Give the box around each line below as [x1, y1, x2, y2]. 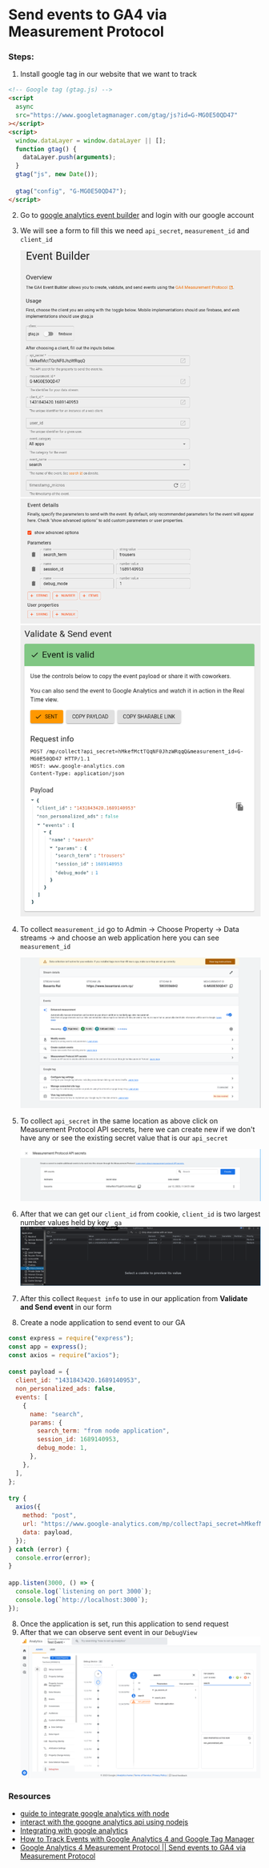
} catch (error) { [8, 1545, 70, 1553]
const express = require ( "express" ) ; [8, 1334, 134, 1342]
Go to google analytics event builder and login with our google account [19, 210, 255, 219]
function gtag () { [15, 145, 78, 153]
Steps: [8, 51, 34, 62]
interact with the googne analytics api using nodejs [19, 1818, 189, 1827]
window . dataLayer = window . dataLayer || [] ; [15, 136, 167, 145]
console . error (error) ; [15, 1553, 91, 1562]
